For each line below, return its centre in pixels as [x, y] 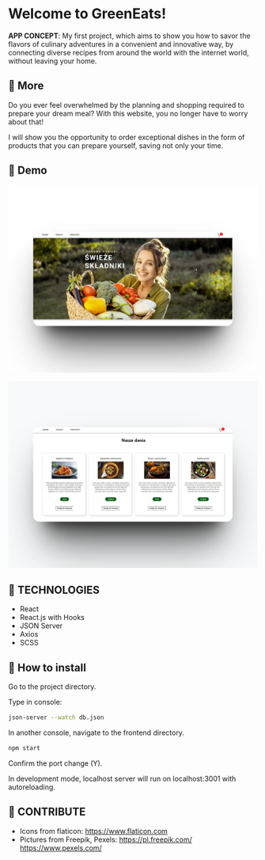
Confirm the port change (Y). [55, 763]
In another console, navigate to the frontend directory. [96, 733]
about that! [26, 122]
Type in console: [35, 702]
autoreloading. [32, 787]
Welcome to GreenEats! [87, 14]
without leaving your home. [53, 61]
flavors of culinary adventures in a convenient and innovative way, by [121, 44]
